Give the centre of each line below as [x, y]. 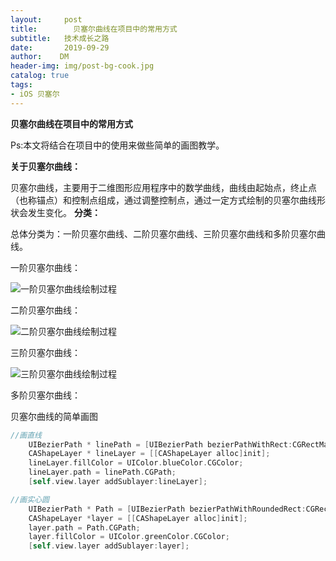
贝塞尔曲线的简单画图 [54, 416]
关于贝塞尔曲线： [45, 166]
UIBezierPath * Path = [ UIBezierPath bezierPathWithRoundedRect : [167, 509]
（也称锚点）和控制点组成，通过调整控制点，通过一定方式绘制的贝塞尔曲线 [163, 200]
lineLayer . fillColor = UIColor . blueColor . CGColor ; [136, 463]
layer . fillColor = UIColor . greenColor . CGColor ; [129, 537]
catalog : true [40, 76]
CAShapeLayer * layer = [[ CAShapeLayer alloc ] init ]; [138, 518]
